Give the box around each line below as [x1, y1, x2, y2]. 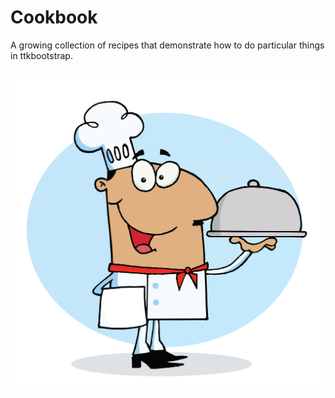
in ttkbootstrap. [10, 49, 73, 61]
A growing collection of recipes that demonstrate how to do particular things [10, 39, 325, 51]
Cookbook [10, 6, 98, 29]
